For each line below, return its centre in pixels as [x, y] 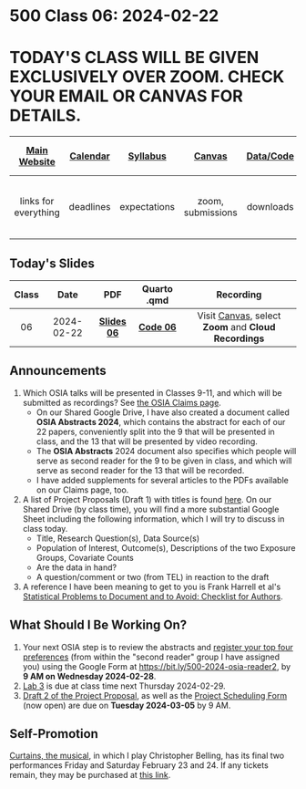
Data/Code [270, 156]
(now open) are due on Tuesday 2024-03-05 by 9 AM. [127, 705]
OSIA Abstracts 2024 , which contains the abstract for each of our [161, 421]
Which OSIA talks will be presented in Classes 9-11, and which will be [152, 392]
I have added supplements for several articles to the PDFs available [162, 480]
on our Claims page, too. [82, 490]
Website [37, 162]
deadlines [90, 207]
